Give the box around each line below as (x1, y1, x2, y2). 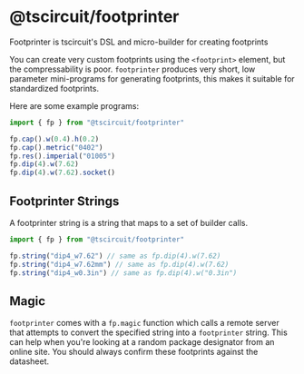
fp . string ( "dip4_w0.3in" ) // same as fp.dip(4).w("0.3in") (9, 268, 238, 278)
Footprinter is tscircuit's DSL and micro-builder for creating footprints (9, 36, 269, 47)
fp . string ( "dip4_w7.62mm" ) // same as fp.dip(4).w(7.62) (9, 260, 230, 269)
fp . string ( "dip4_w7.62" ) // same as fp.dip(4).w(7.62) (9, 251, 221, 261)
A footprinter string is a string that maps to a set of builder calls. (9, 218, 249, 228)
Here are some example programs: (9, 100, 139, 111)
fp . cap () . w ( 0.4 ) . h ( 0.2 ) (9, 134, 100, 143)
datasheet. (9, 356, 50, 367)
